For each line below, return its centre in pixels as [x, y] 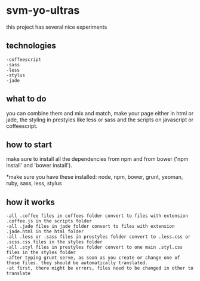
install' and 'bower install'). [39, 166]
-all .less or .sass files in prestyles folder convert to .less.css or [99, 237]
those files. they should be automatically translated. [77, 263]
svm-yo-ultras [43, 10]
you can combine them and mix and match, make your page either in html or [100, 113]
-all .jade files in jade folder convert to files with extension [90, 227]
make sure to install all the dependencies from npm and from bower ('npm [97, 159]
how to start [29, 144]
